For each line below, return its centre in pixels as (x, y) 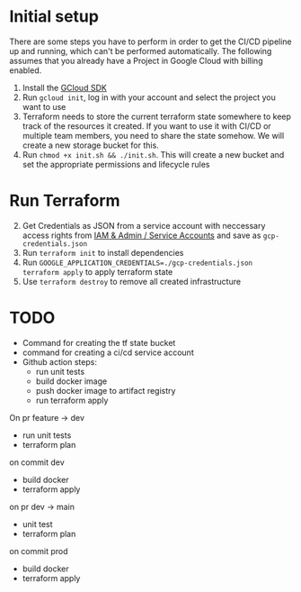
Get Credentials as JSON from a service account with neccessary (144, 225)
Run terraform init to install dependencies (103, 252)
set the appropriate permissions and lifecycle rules (116, 164)
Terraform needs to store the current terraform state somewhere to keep (157, 116)
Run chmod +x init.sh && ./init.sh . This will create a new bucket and (153, 154)
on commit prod (39, 551)
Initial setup (54, 17)
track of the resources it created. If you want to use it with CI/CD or (146, 126)
